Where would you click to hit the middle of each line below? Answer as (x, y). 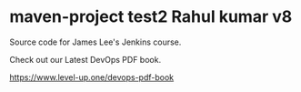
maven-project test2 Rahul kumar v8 (151, 17)
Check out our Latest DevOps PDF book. (85, 59)
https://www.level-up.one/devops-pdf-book (92, 77)
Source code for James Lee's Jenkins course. (95, 42)
